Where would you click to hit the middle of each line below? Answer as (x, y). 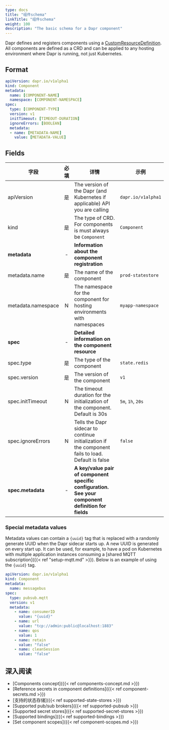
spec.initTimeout (27, 401)
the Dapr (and (91, 191)
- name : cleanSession (37, 649)
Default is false (92, 460)
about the (86, 252)
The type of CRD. (95, 218)
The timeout (89, 389)
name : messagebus (28, 589)
